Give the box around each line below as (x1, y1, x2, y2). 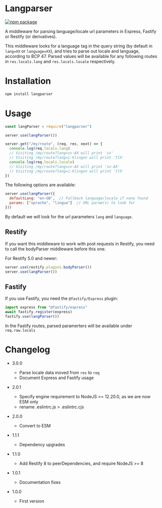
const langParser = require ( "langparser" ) (5, 124, 92, 129)
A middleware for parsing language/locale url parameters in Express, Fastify (5, 28, 157, 34)
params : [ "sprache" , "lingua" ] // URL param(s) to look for (9, 200, 135, 206)
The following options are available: (5, 182, 76, 188)
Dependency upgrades (19, 441, 65, 447)
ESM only (19, 399, 39, 404)
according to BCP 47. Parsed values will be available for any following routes (5, 53, 158, 59)
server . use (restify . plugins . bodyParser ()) (5, 264, 92, 270)
